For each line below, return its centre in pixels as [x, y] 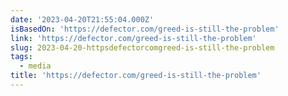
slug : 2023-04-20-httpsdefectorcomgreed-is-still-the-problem [142, 47]
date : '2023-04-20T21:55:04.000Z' [82, 19]
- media [35, 66]
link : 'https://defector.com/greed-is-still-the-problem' [133, 38]
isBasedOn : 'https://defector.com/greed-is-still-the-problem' [145, 29]
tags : [21, 57]
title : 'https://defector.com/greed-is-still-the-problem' [136, 76]
